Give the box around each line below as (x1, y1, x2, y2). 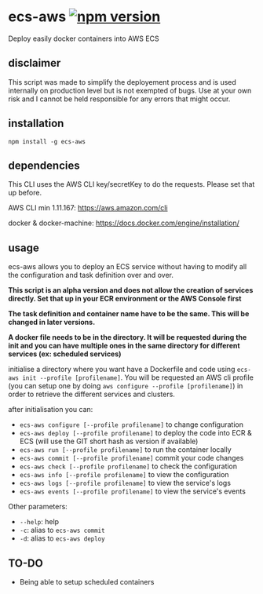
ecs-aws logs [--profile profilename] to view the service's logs (19, 479, 232, 488)
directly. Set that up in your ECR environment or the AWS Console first (8, 294, 242, 304)
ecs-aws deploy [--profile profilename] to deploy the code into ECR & (19, 428, 253, 438)
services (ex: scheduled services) (8, 349, 122, 359)
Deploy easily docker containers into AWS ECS (8, 34, 159, 43)
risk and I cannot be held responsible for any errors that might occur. (8, 94, 231, 104)
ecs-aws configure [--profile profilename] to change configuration (19, 420, 243, 429)
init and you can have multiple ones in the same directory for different (8, 341, 241, 351)
